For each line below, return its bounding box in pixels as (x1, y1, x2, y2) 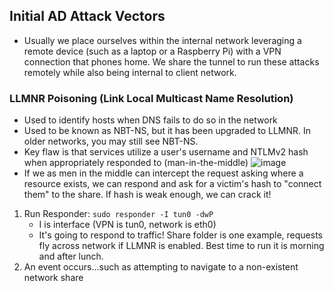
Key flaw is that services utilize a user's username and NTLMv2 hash (23, 146, 309, 158)
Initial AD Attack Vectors (9, 8, 166, 25)
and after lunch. (38, 250, 104, 263)
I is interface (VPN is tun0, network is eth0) (38, 219, 217, 231)
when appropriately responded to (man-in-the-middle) (23, 157, 249, 169)
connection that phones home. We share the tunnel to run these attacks (23, 55, 320, 68)
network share (23, 272, 84, 284)
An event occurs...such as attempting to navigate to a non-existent (23, 261, 299, 273)
